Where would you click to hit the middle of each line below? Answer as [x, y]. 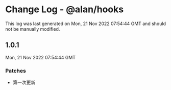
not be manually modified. [33, 29]
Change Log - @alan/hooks [65, 9]
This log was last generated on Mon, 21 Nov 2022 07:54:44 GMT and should [86, 24]
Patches [16, 71]
